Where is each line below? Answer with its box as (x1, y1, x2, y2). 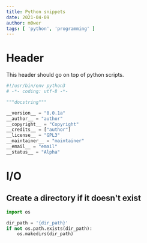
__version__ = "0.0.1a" (6, 110, 66, 116)
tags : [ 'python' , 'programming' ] (6, 25, 95, 32)
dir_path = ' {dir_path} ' (6, 220, 68, 226)
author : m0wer (6, 20, 42, 26)
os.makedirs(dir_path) (17, 231, 74, 237)
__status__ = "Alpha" (6, 149, 61, 155)
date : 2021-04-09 (6, 14, 50, 20)
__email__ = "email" (6, 143, 58, 150)
